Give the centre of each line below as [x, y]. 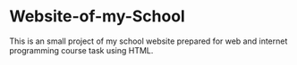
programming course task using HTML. [81, 50]
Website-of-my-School [97, 16]
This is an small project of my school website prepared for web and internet [148, 41]
